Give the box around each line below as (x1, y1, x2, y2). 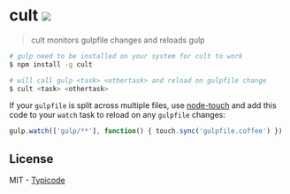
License (9, 151, 54, 167)
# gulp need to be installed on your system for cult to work (9, 51, 243, 60)
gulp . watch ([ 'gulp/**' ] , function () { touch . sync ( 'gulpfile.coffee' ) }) (9, 127, 283, 136)
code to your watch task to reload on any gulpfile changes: (9, 110, 226, 120)
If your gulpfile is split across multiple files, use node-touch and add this (9, 100, 277, 111)
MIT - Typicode (9, 175, 65, 186)
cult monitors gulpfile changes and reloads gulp (30, 35, 205, 45)
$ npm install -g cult (9, 59, 93, 69)
